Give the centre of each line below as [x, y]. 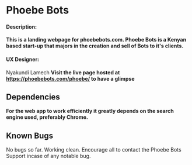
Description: [21, 26]
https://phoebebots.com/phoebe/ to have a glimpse [70, 78]
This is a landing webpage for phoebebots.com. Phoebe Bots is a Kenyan [96, 40]
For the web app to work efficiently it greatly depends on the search [90, 111]
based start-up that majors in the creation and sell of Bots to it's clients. [95, 46]
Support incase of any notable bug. [48, 156]
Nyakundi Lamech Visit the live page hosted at [63, 72]
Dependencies [33, 97]
